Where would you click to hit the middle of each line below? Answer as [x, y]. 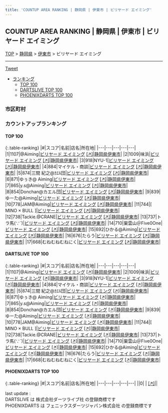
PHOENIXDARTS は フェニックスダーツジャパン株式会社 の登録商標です [79, 405]
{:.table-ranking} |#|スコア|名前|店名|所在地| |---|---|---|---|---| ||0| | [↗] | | [81, 383]
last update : [18, 393]
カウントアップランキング [36, 124]
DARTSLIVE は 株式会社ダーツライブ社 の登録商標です [60, 399]
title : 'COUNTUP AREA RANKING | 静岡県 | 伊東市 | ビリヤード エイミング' [79, 10]
